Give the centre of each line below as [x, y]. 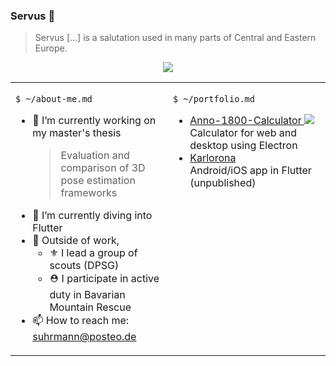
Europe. [51, 48]
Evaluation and [95, 156]
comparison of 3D [103, 168]
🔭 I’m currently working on [94, 121]
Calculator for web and [243, 133]
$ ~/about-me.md [54, 99]
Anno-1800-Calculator [245, 121]
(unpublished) [223, 183]
